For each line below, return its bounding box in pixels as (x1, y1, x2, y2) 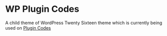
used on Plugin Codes (5, 25, 51, 31)
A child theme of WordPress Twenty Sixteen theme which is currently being (5, 20, 162, 26)
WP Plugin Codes (5, 3, 80, 15)
